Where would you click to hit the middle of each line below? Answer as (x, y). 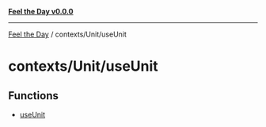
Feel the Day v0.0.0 (41, 12)
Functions (34, 96)
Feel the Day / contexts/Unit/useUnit (67, 34)
